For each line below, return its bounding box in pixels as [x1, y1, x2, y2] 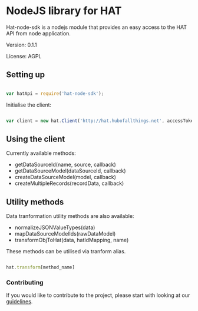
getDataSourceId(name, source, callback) [14, 161, 116, 168]
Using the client [6, 134, 65, 144]
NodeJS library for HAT [6, 4, 122, 18]
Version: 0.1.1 [6, 41, 37, 48]
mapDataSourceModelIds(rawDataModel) [14, 230, 116, 237]
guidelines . [6, 298, 33, 305]
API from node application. [6, 29, 71, 37]
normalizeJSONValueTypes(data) [14, 224, 95, 231]
